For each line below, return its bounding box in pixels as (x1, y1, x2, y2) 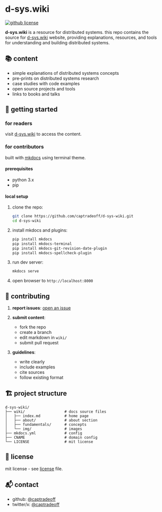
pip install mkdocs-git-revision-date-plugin (12, 246, 107, 251)
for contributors (5, 144, 44, 151)
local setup (5, 193, 28, 199)
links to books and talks (12, 91, 60, 97)
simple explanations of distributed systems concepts (12, 70, 119, 76)
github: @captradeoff (12, 496, 56, 502)
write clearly (19, 359, 45, 365)
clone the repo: (12, 204, 43, 210)
